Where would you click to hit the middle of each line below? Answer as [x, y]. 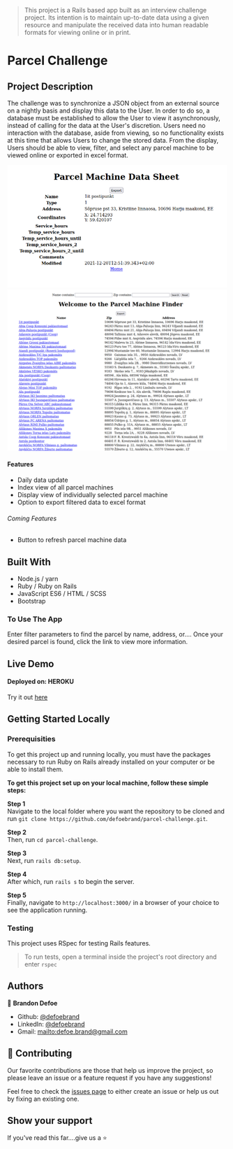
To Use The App [35, 619]
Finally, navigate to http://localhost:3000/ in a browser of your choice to [113, 902]
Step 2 [17, 832]
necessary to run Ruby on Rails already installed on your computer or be [111, 762]
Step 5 [17, 895]
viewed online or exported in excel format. [68, 155]
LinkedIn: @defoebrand [51, 1024]
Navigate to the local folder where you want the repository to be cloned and [116, 811]
